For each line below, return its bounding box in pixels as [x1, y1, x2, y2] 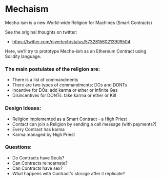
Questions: [5, 144, 32, 151]
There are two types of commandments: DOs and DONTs [12, 82, 127, 88]
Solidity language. [5, 53, 41, 59]
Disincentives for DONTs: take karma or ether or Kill [12, 92, 116, 99]
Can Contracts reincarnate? [12, 160, 68, 166]
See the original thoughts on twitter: [5, 29, 77, 35]
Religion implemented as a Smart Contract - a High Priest [12, 116, 127, 122]
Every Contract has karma [12, 126, 65, 132]
